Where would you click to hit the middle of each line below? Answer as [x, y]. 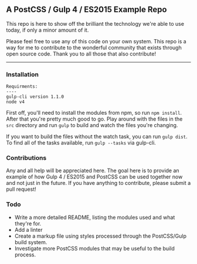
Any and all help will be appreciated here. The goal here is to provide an [93, 171]
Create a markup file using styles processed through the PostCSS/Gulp [100, 236]
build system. [31, 242]
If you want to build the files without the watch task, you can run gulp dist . [97, 136]
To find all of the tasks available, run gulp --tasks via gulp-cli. [81, 143]
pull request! [21, 189]
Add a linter [28, 229]
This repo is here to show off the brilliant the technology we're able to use [95, 23]
